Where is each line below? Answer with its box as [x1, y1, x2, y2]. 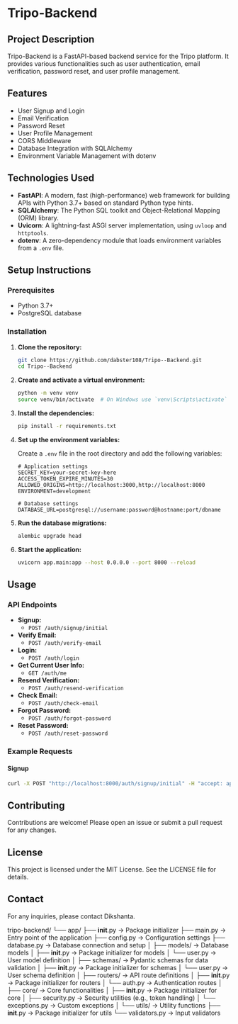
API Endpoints [7, 600, 57, 610]
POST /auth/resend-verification [28, 685, 124, 692]
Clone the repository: [17, 342, 82, 351]
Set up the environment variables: [17, 435, 120, 444]
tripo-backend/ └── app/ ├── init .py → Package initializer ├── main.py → [7, 925, 227, 934]
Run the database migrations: [17, 519, 107, 527]
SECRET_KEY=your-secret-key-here [17, 469, 117, 476]
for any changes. [7, 826, 57, 834]
